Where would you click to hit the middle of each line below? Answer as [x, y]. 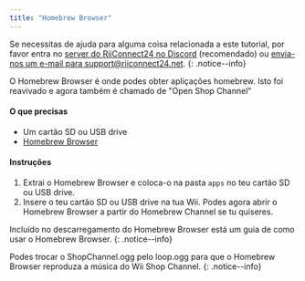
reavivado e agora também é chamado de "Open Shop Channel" [131, 90]
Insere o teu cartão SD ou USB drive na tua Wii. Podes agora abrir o [150, 203]
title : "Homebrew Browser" [61, 18]
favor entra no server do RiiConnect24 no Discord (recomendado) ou [139, 53]
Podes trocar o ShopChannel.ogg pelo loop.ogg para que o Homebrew [142, 257]
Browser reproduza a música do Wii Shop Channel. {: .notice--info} [136, 266]
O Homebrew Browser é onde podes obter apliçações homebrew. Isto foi [147, 81]
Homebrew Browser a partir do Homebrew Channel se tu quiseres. [148, 212]
